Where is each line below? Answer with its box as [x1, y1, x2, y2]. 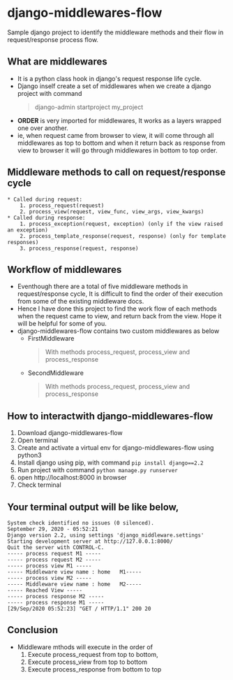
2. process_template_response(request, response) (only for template [20, 232, 227, 239]
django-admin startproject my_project [34, 103, 144, 111]
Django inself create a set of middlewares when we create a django [17, 82, 211, 90]
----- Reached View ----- [7, 587, 82, 594]
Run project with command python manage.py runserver [17, 466, 178, 474]
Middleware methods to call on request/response [7, 167, 226, 178]
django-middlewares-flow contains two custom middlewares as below [17, 327, 220, 335]
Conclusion [7, 624, 59, 636]
